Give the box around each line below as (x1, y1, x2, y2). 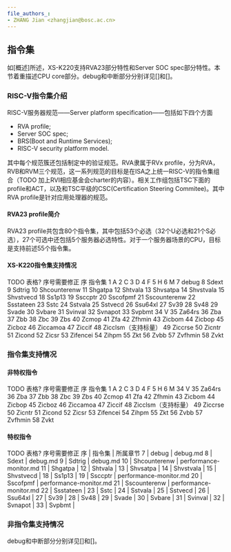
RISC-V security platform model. (17, 144, 110, 152)
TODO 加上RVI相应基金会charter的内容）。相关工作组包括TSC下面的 (19, 176, 211, 184)
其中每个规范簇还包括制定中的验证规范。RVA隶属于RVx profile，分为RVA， (7, 158, 219, 167)
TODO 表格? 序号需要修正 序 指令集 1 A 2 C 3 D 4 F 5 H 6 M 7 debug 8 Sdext (7, 278, 223, 286)
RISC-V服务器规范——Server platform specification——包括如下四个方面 (7, 108, 213, 116)
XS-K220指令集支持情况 (7, 261, 77, 270)
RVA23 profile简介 (7, 210, 61, 219)
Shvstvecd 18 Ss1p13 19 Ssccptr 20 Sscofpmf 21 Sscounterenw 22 (7, 293, 196, 302)
